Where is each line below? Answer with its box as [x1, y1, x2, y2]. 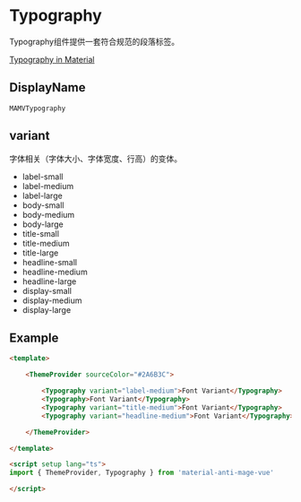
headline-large [21, 275, 77, 287]
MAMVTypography [9, 104, 66, 113]
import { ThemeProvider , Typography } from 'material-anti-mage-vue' [9, 468, 275, 478]
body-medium [21, 209, 75, 220]
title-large [21, 247, 59, 258]
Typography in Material [9, 54, 95, 65]
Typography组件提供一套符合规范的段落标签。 [9, 36, 180, 47]
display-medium [21, 295, 82, 306]
